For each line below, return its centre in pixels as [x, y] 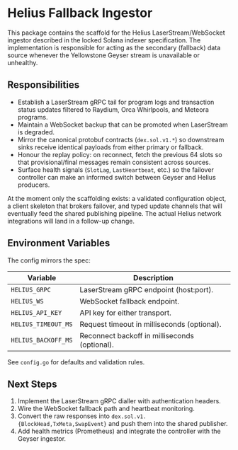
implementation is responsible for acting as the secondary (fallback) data [114, 47]
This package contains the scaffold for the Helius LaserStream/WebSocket [116, 33]
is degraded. [36, 132]
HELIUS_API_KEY [36, 312]
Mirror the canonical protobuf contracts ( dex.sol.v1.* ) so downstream [121, 139]
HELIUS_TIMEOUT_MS [42, 324]
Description [153, 277]
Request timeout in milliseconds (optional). [151, 324]
